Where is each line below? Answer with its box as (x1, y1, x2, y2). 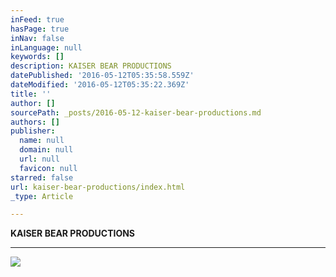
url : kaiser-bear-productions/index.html (10, 182, 186, 192)
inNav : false (10, 33, 65, 43)
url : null (19, 154, 60, 164)
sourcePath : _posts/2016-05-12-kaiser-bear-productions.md (10, 107, 262, 118)
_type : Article (10, 191, 74, 201)
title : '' (10, 89, 52, 99)
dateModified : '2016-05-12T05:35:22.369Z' (10, 80, 190, 90)
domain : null (19, 145, 74, 155)
